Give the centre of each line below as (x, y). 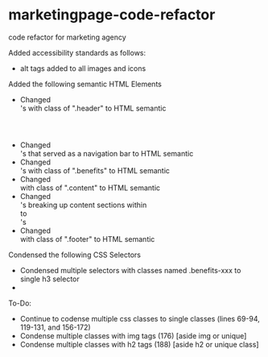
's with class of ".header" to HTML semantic (93, 108)
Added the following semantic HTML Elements (85, 84)
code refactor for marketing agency (67, 37)
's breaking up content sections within (83, 205)
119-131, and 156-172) (55, 327)
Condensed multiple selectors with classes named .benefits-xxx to (130, 270)
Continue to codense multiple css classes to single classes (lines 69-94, (140, 318)
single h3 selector (49, 279)
